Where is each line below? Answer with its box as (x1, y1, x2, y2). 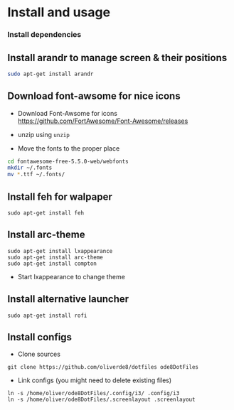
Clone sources (17, 350, 60, 359)
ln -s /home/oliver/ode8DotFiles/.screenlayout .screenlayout (7, 396, 196, 404)
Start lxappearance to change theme (17, 272, 126, 281)
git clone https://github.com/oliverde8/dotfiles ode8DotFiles (7, 364, 199, 371)
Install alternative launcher (7, 293, 129, 306)
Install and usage (7, 4, 111, 21)
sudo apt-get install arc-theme (7, 254, 103, 261)
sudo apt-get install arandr (7, 70, 94, 77)
